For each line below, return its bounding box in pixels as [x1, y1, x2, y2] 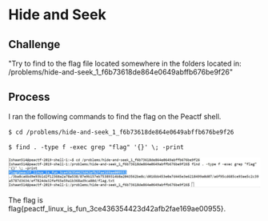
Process [8, 90, 50, 104]
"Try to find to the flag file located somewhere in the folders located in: [8, 58, 242, 68]
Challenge [8, 38, 61, 51]
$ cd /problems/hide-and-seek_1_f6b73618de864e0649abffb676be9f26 [8, 128, 234, 136]
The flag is [8, 195, 44, 205]
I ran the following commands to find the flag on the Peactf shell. [8, 111, 222, 121]
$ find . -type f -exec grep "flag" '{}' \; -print [8, 143, 184, 151]
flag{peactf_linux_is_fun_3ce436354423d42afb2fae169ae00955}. [8, 203, 226, 213]
